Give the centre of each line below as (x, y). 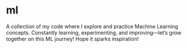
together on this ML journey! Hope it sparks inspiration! (72, 39)
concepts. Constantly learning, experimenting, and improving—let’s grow (94, 32)
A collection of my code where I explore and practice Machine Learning (92, 26)
